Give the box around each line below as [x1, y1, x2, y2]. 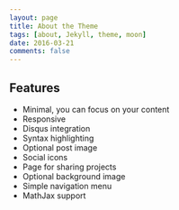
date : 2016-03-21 [9, 38, 75, 48]
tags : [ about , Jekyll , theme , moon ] [9, 30, 147, 39]
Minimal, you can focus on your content [22, 104, 170, 114]
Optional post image [22, 142, 98, 153]
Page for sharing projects [22, 161, 117, 172]
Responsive [22, 114, 66, 124]
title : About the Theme [9, 22, 99, 31]
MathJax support [22, 190, 86, 201]
